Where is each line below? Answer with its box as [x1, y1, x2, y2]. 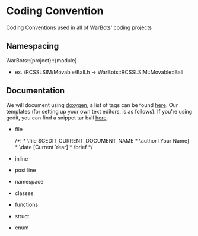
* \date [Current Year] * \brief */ [14, 143, 93, 150]
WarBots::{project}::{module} [6, 56, 77, 64]
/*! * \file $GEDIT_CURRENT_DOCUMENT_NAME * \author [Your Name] [14, 137, 190, 144]
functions [14, 201, 39, 208]
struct [14, 212, 30, 219]
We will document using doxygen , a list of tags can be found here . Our [6, 101, 178, 108]
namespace [14, 178, 44, 185]
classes [14, 189, 34, 197]
